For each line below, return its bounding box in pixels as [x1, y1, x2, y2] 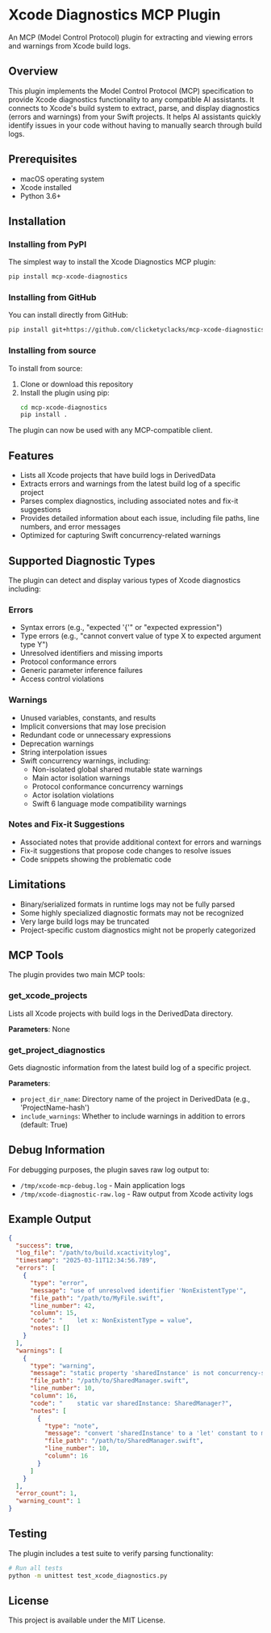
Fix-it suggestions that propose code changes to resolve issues [19, 845, 231, 855]
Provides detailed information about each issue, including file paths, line [19, 514, 260, 523]
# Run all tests [8, 1563, 63, 1572]
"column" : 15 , [29, 1309, 78, 1318]
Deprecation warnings [19, 738, 94, 748]
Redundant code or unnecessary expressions [19, 730, 172, 739]
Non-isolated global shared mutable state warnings [31, 764, 203, 774]
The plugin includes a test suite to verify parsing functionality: [8, 1548, 214, 1558]
